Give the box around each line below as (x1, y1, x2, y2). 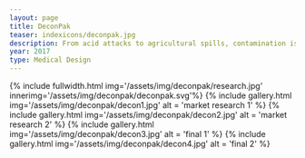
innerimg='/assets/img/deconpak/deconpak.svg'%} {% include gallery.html (9, 90, 292, 101)
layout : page (9, 13, 59, 23)
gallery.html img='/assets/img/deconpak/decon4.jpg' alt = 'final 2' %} (9, 138, 271, 149)
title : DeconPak (9, 22, 71, 31)
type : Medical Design (9, 55, 92, 64)
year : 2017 (9, 47, 51, 56)
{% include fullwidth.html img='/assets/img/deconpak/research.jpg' (9, 81, 263, 91)
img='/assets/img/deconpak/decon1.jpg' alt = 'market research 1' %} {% (9, 100, 280, 110)
